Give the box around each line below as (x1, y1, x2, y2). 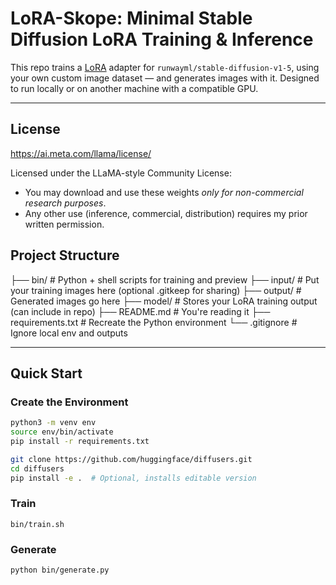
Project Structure (10, 247, 120, 264)
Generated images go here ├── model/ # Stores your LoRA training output (10, 295, 318, 307)
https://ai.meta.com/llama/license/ (10, 147, 152, 159)
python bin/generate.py (10, 565, 110, 576)
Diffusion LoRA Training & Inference (10, 28, 314, 51)
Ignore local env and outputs (10, 327, 128, 339)
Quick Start (10, 365, 83, 382)
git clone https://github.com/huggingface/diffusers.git (10, 454, 253, 464)
